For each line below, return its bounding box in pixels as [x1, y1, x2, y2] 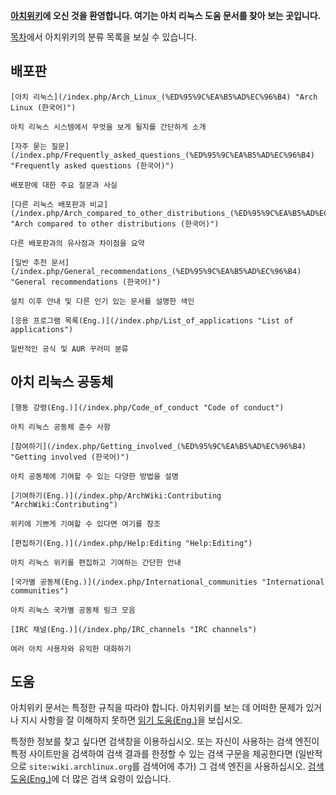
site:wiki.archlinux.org [28, 762, 133, 773]
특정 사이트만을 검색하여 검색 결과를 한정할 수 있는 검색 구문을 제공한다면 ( [10, 748, 299, 760]
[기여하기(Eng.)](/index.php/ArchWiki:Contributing [10, 490, 222, 501]
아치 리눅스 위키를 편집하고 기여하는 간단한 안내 [10, 557, 182, 568]
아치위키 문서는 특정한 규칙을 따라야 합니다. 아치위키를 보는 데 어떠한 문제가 [10, 702, 304, 714]
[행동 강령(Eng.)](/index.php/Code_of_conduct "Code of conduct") [10, 402, 285, 413]
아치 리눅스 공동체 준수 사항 [10, 422, 111, 432]
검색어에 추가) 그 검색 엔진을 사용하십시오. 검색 [142, 760, 325, 773]
